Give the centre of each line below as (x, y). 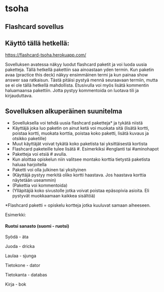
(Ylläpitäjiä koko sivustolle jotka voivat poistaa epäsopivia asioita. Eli (81, 191)
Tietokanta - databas (26, 275)
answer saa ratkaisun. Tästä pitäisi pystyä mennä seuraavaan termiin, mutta (82, 80)
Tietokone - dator (23, 266)
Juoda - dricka (20, 246)
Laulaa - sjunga (21, 256)
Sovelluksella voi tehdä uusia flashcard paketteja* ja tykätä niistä (77, 123)
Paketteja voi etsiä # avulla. (40, 154)
